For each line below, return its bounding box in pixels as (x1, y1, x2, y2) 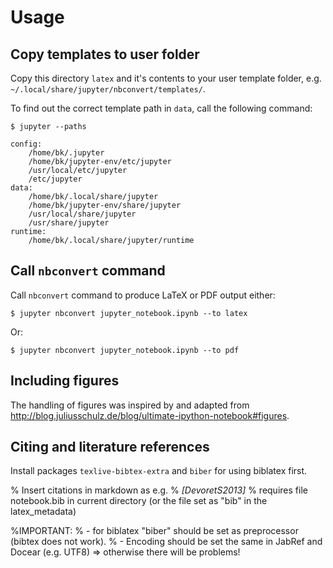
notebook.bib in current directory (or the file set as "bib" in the (10, 495, 268, 507)
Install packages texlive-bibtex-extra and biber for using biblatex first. (10, 465, 308, 477)
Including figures (10, 372, 120, 390)
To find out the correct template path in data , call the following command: (10, 102, 313, 114)
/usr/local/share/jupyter (28, 209, 137, 219)
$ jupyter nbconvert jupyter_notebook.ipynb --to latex (10, 308, 248, 318)
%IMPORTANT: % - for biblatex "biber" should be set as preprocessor (10, 525, 299, 537)
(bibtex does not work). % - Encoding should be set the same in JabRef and (10, 536, 323, 548)
